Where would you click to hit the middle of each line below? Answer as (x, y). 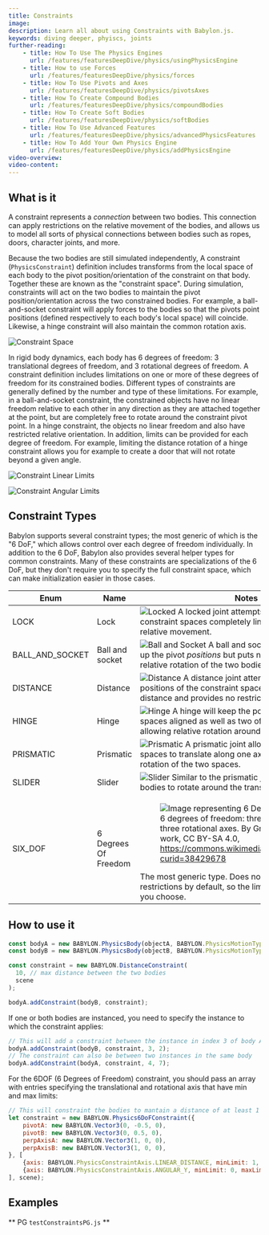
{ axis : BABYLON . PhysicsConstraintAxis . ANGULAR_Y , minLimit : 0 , (130, 1170)
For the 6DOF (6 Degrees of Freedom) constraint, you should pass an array (132, 1079)
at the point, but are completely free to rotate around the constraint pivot (128, 417)
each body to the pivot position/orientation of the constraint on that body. (129, 275)
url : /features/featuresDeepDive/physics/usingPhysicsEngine (134, 61)
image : (19, 23)
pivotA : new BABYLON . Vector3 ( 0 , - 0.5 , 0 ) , (94, 1125)
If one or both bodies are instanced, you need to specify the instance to (126, 1017)
